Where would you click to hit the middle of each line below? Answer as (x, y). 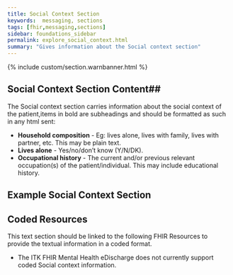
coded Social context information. (67, 265)
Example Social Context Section (79, 195)
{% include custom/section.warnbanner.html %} (78, 67)
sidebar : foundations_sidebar (52, 34)
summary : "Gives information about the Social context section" (104, 47)
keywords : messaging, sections (55, 21)
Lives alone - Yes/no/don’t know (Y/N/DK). (80, 150)
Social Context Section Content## (84, 89)
